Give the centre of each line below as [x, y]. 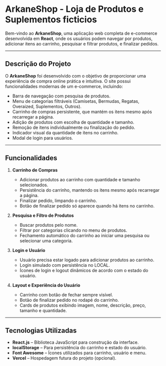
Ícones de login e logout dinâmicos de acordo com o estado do [84, 270]
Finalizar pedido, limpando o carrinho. [58, 201]
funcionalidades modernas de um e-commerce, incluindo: [64, 86]
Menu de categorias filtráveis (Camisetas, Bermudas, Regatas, [76, 101]
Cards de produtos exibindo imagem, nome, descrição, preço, [83, 305]
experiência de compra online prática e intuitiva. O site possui [68, 81]
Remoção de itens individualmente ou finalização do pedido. [74, 127]
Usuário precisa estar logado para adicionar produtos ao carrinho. [87, 260]
